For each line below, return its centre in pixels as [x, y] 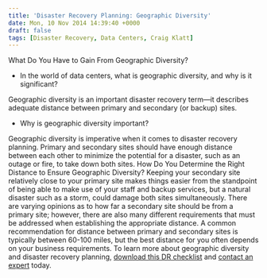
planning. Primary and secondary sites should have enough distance [120, 147]
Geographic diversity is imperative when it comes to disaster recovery [123, 139]
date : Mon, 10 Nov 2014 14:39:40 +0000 [74, 23]
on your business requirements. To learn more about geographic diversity [129, 249]
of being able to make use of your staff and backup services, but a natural [130, 189]
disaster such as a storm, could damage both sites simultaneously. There [128, 198]
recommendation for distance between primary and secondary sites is [123, 232]
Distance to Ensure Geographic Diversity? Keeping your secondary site [124, 172]
